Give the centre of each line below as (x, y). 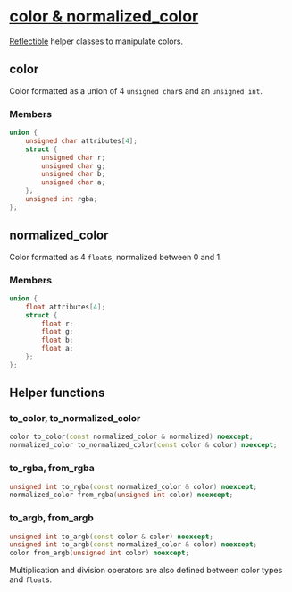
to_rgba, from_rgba (52, 469)
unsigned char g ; (73, 166)
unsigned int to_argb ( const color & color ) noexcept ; (112, 537)
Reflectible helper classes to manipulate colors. (96, 41)
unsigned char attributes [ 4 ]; (82, 140)
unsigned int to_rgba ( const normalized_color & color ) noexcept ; (133, 486)
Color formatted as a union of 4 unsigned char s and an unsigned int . (136, 90)
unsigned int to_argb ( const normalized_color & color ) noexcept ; (133, 545)
